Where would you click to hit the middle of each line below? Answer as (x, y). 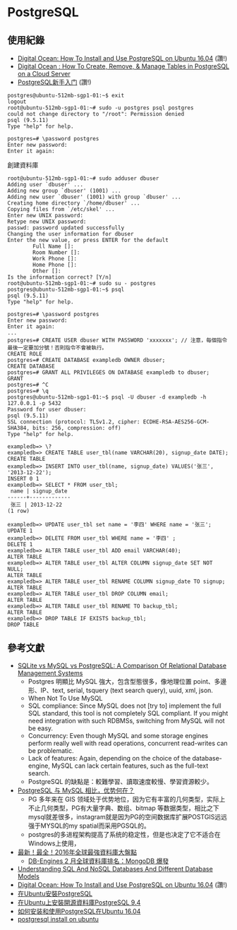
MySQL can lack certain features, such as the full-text (130, 766)
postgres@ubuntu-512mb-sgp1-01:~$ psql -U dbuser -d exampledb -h (107, 397)
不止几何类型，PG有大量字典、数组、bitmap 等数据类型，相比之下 (124, 808)
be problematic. (51, 750)
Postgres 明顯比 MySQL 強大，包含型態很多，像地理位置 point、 (121, 681)
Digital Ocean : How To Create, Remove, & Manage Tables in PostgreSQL (123, 66)
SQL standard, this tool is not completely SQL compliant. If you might (128, 713)
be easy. (41, 728)
